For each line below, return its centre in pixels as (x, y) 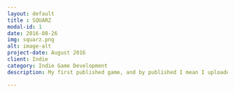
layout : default (31, 14)
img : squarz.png (31, 40)
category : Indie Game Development (58, 66)
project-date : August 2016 (47, 53)
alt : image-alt (29, 46)
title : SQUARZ (29, 20)
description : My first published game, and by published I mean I (106, 72)
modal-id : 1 (24, 27)
